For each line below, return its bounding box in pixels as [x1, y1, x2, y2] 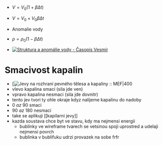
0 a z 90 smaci [12, 102, 42, 108]
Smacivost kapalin [5, 64, 83, 76]
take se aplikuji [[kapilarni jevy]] [12, 113, 78, 119]
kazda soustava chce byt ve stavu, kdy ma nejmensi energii [12, 118, 135, 124]
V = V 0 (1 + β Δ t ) [12, 5, 44, 12]
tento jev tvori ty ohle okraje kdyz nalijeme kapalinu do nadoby [12, 97, 141, 103]
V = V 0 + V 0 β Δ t [12, 15, 44, 22]
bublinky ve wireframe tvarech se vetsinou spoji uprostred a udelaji [19, 123, 158, 129]
